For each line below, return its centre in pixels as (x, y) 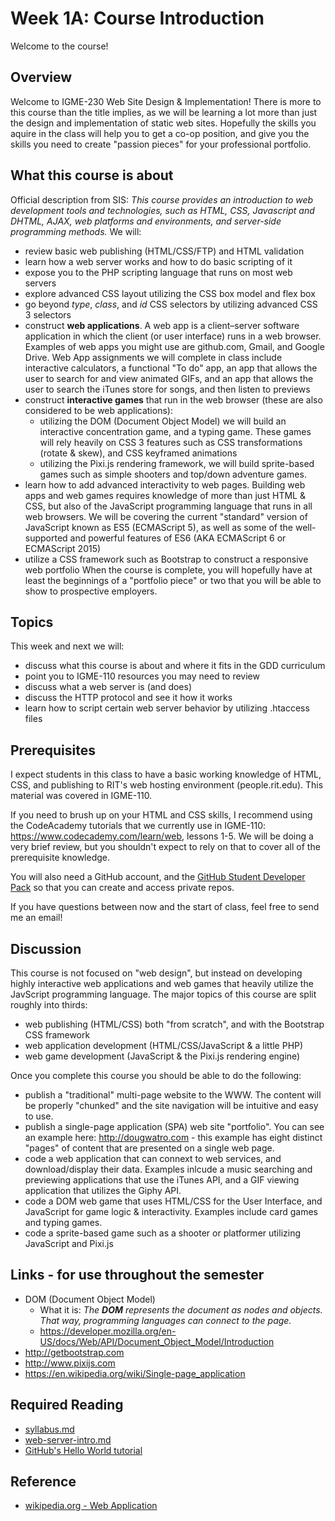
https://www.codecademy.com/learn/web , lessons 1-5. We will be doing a (162, 836)
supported (46, 538)
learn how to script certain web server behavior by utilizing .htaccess (167, 708)
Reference (43, 1482)
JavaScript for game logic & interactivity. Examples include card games (171, 1211)
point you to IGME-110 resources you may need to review (142, 676)
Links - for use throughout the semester (137, 1275)
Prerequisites (53, 750)
